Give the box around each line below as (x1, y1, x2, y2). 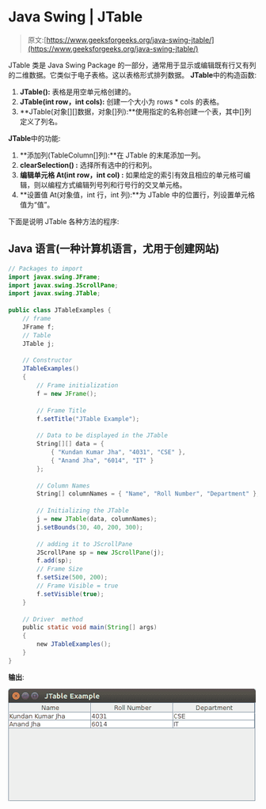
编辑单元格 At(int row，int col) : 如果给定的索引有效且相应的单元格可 (19, 170, 244, 180)
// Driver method (22, 615, 83, 623)
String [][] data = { (36, 440, 104, 448)
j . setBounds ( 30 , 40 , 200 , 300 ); (36, 523, 144, 531)
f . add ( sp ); (36, 556, 73, 565)
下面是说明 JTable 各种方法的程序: (8, 216, 120, 226)
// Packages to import (8, 264, 83, 272)
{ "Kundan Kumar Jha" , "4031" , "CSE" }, (50, 448, 186, 456)
